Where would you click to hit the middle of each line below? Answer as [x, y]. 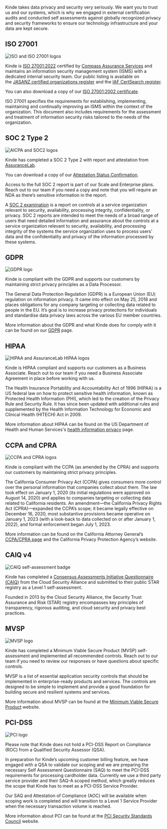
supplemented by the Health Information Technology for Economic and [78, 410]
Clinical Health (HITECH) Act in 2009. [44, 414]
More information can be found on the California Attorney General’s [74, 534]
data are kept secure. [27, 28]
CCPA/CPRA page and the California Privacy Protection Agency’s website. [81, 539]
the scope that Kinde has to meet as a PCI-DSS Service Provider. [72, 786]
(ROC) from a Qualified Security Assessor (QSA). [55, 750]
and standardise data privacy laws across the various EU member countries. [83, 315]
